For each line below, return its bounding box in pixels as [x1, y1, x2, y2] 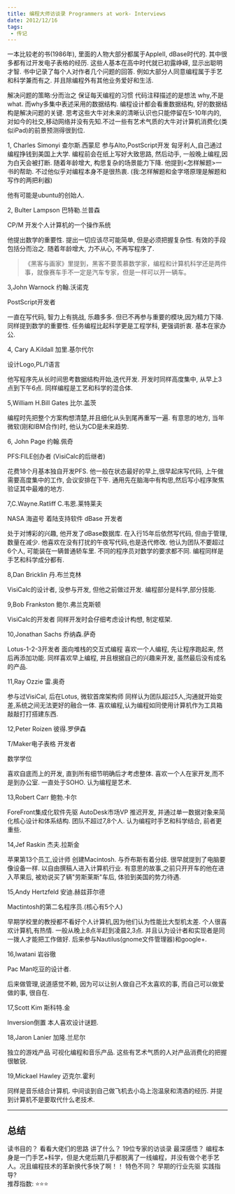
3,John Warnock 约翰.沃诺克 [7, 283, 89, 292]
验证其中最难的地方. [7, 484, 65, 493]
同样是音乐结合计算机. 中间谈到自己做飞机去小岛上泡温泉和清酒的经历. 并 [7, 1087, 217, 1095]
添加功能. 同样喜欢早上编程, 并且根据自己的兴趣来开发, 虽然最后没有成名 [19, 653, 226, 663]
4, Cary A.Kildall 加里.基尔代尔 [7, 345, 94, 354]
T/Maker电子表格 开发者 [7, 740, 76, 748]
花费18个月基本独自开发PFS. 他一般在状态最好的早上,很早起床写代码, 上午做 [7, 467, 224, 475]
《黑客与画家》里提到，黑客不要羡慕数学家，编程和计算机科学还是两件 [24, 259, 227, 268]
